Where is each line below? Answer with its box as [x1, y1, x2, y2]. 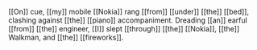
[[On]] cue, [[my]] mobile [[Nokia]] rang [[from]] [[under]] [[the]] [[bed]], [8, 7, 250, 16]
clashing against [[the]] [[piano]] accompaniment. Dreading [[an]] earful [8, 15, 247, 25]
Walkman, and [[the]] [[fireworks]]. [8, 32, 124, 42]
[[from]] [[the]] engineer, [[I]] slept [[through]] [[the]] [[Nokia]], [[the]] [8, 24, 240, 33]
